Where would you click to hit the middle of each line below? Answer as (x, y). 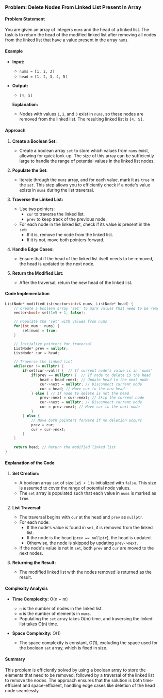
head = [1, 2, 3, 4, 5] (43, 77)
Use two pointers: (37, 209)
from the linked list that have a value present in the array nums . (67, 40)
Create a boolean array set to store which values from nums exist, (84, 150)
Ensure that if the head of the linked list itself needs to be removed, (86, 258)
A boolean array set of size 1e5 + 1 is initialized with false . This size (88, 483)
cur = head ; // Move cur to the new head (82, 389)
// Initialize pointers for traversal (53, 344)
